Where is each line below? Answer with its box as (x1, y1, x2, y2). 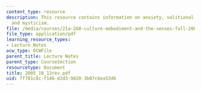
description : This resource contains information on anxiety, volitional (6, 14, 194, 20)
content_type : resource (6, 8, 66, 15)
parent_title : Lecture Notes (6, 53, 79, 59)
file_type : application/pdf (6, 31, 77, 37)
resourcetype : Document (6, 64, 66, 71)
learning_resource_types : (6, 37, 71, 43)
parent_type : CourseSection (6, 59, 77, 65)
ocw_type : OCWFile (6, 48, 52, 54)
